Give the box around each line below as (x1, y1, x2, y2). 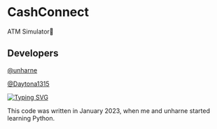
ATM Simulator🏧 (7, 27, 54, 36)
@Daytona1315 (7, 79, 50, 88)
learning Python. (7, 114, 55, 122)
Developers (7, 47, 59, 59)
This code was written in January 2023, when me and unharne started (7, 106, 210, 115)
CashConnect (7, 4, 90, 20)
